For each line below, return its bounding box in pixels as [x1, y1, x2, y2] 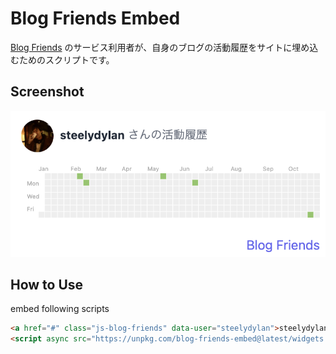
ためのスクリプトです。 [18, 53, 115, 66]
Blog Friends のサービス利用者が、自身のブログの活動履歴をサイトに [10, 41, 293, 53]
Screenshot [10, 83, 85, 101]
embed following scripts [10, 303, 110, 315]
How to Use [10, 276, 84, 293]
